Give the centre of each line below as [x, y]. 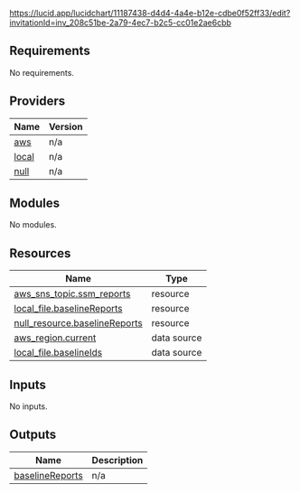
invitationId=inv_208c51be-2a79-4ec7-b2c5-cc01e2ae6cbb [121, 23]
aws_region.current [55, 338]
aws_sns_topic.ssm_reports [72, 294]
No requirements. [42, 72]
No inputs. [28, 406]
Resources [40, 253]
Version [66, 126]
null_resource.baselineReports [78, 323]
